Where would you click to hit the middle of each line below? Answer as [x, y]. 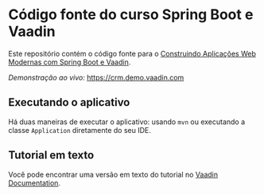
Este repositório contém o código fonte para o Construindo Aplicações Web [132, 53]
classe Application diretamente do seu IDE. [80, 130]
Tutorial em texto [51, 156]
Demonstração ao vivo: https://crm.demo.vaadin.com [96, 77]
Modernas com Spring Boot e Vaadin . [70, 62]
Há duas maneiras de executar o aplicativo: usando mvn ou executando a [127, 122]
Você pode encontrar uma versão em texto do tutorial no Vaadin [113, 174]
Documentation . [35, 183]
